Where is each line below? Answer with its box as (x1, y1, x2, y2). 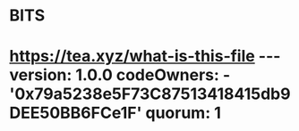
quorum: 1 (145, 103, 221, 123)
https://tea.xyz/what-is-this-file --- (9, 46, 281, 67)
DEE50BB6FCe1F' (9, 103, 142, 123)
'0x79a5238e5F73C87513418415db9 (9, 84, 291, 104)
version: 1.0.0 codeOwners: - (9, 65, 231, 86)
